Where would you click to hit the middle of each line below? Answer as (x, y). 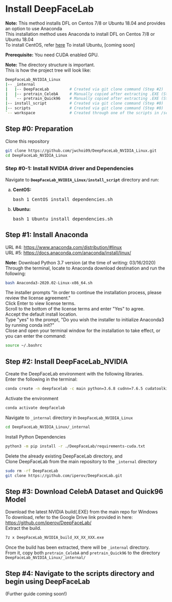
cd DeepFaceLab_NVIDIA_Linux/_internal (48, 427)
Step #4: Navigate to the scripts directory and (80, 574)
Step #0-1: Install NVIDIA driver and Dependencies (70, 169)
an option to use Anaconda (34, 28)
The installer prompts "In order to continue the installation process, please (83, 293)
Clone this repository (27, 141)
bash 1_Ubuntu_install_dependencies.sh (63, 219)
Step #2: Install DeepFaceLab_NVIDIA (67, 361)
